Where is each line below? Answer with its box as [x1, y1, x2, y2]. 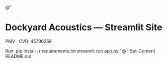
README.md [5, 53, 32, 59]
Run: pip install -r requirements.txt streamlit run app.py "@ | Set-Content [5, 47, 155, 54]
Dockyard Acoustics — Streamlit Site [5, 22, 162, 33]
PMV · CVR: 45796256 [5, 38, 52, 44]
